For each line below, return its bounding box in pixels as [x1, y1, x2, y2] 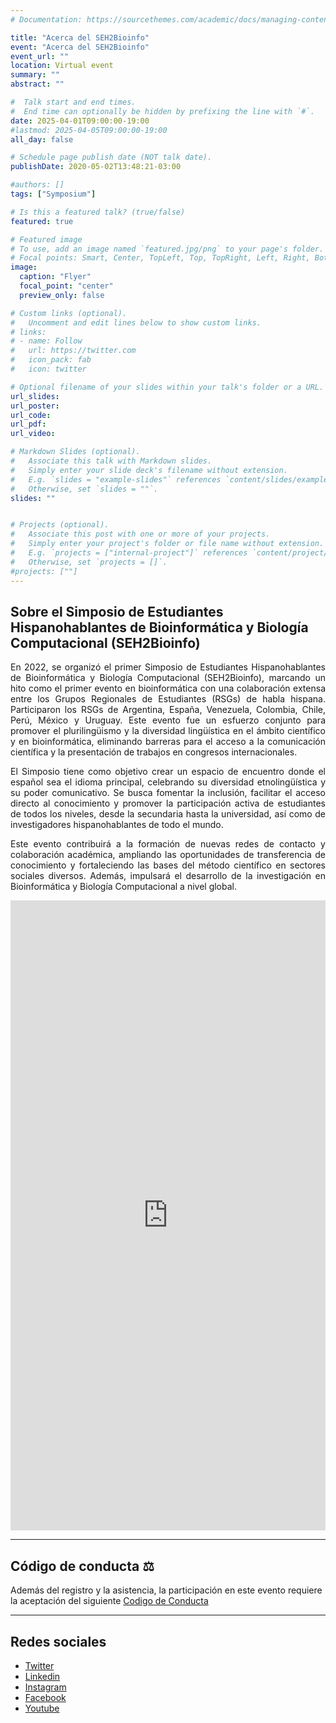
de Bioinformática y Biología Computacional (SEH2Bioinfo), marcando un [10, 672, 326, 684]
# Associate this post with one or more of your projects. [10, 529, 271, 540]
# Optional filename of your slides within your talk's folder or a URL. [10, 382, 325, 392]
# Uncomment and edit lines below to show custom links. [10, 317, 262, 328]
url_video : [10, 429, 56, 439]
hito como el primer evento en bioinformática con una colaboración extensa [10, 682, 326, 695]
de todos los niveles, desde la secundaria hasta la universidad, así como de [10, 808, 326, 820]
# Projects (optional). [10, 520, 110, 530]
